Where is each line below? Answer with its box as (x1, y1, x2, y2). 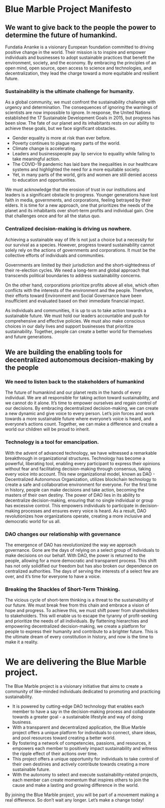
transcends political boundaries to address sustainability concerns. (5, 272, 141, 278)
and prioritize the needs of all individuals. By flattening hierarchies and (5, 618, 148, 624)
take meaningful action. (12, 156, 61, 162)
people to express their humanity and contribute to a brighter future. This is (5, 628, 158, 634)
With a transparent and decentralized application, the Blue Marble (12, 724, 146, 730)
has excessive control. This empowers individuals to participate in (5, 502, 139, 508)
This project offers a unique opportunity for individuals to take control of (12, 756, 159, 762)
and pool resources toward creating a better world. (12, 735, 116, 741)
